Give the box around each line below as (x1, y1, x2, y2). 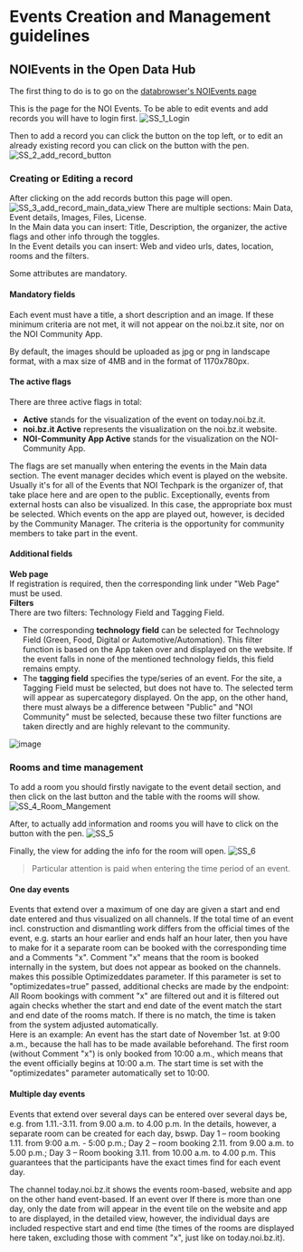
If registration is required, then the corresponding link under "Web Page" (9, 578, 280, 589)
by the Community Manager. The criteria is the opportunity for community (9, 518, 285, 529)
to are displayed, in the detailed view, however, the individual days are (9, 1212, 270, 1224)
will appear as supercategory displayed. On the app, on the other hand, (22, 691, 289, 703)
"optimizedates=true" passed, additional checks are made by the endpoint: (9, 981, 289, 992)
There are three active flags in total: (9, 396, 143, 407)
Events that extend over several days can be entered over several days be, (9, 1108, 288, 1120)
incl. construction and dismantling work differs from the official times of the (9, 923, 290, 934)
